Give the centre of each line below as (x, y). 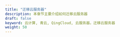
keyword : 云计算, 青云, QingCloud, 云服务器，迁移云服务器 (60, 23)
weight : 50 (16, 27)
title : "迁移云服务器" (26, 9)
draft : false (18, 18)
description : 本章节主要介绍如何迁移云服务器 (46, 14)
